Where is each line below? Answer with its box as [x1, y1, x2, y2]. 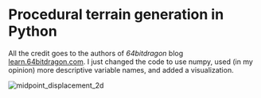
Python [8, 22, 57, 40]
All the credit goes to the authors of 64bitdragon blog [8, 48, 184, 58]
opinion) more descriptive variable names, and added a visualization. [8, 65, 234, 74]
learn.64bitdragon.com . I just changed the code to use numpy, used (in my [8, 57, 253, 66]
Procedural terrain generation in [8, 6, 224, 24]
